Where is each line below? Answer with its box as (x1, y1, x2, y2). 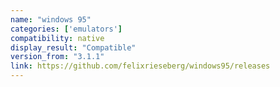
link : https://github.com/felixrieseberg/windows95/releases (10, 61, 271, 71)
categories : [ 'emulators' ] (10, 24, 123, 34)
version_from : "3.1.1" (10, 52, 105, 62)
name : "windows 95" (10, 14, 92, 25)
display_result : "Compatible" (10, 42, 137, 53)
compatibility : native (10, 33, 105, 43)
